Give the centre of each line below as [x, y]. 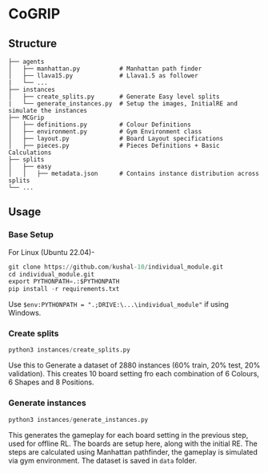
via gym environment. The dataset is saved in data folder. [103, 460]
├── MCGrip [26, 117]
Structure [33, 44]
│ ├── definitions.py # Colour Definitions [100, 125]
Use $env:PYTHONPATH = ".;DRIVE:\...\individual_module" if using [119, 304]
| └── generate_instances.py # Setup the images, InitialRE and [123, 104]
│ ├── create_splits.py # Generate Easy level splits [114, 97]
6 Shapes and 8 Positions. [51, 382]
